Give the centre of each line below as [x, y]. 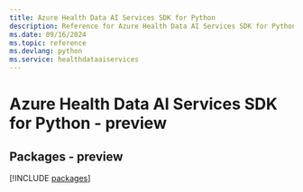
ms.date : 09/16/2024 [48, 34]
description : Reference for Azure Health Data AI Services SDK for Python [153, 26]
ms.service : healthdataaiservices [74, 59]
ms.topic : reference [48, 43]
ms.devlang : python [46, 51]
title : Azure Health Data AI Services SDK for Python [113, 18]
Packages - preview [66, 156]
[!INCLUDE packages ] [50, 178]
